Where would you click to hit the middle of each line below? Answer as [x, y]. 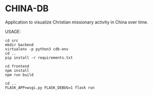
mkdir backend [19, 45]
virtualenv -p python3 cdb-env [37, 49]
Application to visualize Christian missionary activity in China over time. [77, 22]
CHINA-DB [27, 9]
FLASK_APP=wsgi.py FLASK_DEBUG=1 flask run [50, 88]
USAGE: [13, 31]
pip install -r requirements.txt [39, 58]
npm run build [19, 75]
